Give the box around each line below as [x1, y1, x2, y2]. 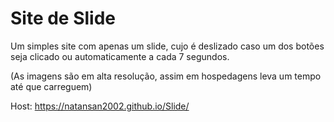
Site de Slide [10, 7, 117, 30]
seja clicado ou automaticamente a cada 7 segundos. [10, 50, 230, 62]
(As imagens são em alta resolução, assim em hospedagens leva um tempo [10, 70, 322, 82]
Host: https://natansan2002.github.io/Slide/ [10, 100, 190, 112]
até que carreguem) [10, 80, 93, 92]
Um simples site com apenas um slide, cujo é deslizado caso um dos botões [10, 40, 325, 52]
